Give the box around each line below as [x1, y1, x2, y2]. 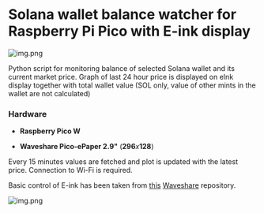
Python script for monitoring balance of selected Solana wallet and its [8, 63, 236, 73]
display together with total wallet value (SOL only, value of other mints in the [8, 80, 256, 90]
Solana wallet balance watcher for [8, 6, 237, 24]
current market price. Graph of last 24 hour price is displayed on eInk [8, 72, 234, 81]
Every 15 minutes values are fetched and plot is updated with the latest [8, 157, 239, 166]
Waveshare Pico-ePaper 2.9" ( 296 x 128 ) [19, 142, 154, 151]
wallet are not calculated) [8, 88, 91, 98]
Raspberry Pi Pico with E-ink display [8, 22, 251, 40]
